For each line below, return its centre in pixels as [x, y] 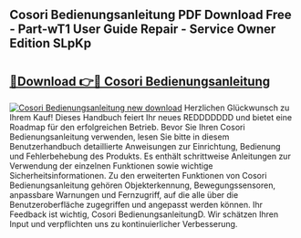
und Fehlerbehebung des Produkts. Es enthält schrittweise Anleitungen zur [150, 156]
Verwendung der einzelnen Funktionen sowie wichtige [111, 166]
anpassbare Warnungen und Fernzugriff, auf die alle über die [124, 195]
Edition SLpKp [51, 43]
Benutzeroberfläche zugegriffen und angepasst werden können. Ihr [136, 205]
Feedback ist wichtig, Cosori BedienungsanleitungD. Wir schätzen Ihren [144, 214]
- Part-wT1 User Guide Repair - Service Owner [143, 30]
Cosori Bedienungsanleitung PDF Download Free [150, 15]
